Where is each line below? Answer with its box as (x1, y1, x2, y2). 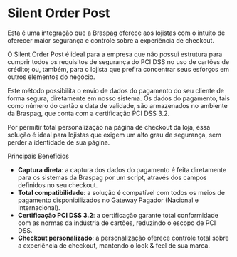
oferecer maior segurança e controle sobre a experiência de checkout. (7, 36, 215, 44)
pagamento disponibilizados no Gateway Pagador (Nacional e (17, 196, 199, 204)
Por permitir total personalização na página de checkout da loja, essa (7, 122, 211, 131)
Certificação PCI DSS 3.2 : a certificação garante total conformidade (17, 211, 218, 219)
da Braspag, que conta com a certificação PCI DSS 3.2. (7, 109, 169, 117)
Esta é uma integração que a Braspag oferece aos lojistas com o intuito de (7, 28, 226, 37)
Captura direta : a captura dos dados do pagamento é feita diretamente (17, 165, 227, 174)
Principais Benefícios (7, 152, 70, 160)
